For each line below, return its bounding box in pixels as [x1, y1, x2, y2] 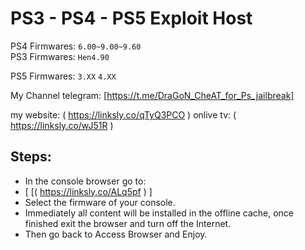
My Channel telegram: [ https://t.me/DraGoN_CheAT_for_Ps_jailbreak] [10, 89, 295, 101]
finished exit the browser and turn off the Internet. [24, 217, 232, 229]
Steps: [10, 148, 52, 166]
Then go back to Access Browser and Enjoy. [24, 228, 208, 240]
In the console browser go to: [24, 175, 147, 187]
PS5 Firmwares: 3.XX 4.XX [10, 70, 117, 82]
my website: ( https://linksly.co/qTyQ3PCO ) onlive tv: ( [10, 108, 237, 121]
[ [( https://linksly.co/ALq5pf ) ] [24, 185, 153, 197]
